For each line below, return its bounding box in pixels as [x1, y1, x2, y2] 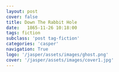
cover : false [6, 14, 38, 20]
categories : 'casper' [6, 41, 59, 47]
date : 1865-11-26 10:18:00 [6, 24, 77, 31]
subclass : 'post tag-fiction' [6, 35, 80, 41]
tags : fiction [6, 30, 41, 36]
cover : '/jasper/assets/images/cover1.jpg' [6, 57, 114, 63]
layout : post [6, 8, 38, 15]
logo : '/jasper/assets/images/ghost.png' [6, 52, 109, 57]
